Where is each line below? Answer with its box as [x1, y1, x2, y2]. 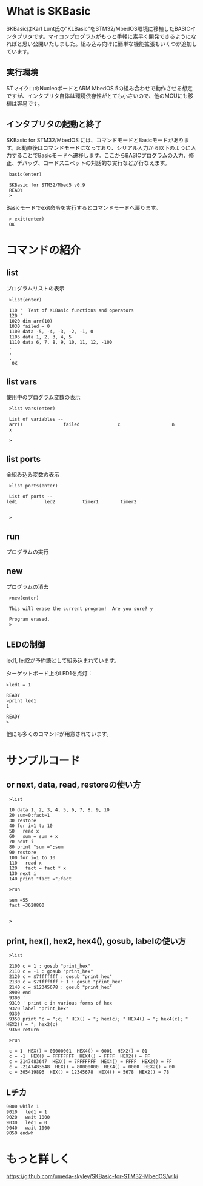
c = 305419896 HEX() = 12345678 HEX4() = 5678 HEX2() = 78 [8, 1069, 170, 1076]
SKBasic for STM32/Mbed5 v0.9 [8, 182, 85, 188]
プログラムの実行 [6, 548, 49, 555]
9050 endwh [6, 1130, 34, 1136]
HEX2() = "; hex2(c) [6, 1022, 59, 1028]
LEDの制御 [6, 640, 45, 650]
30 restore [8, 817, 36, 823]
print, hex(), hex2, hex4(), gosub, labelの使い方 [6, 936, 186, 946]
